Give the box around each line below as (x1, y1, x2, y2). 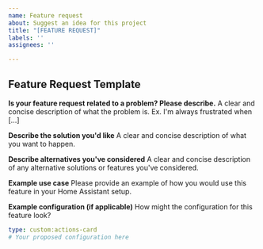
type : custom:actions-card (8, 225, 97, 234)
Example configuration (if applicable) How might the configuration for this (8, 201, 253, 211)
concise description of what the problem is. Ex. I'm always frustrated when (8, 106, 253, 116)
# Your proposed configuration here (8, 233, 129, 241)
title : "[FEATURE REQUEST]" (8, 26, 101, 34)
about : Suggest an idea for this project (8, 19, 147, 27)
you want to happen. (8, 139, 75, 148)
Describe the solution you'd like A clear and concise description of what (8, 130, 247, 140)
